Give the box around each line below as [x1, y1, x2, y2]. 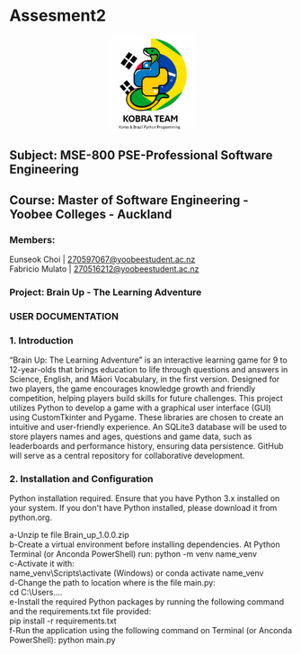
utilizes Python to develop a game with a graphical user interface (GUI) [9, 402, 271, 414]
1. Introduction [9, 334, 74, 346]
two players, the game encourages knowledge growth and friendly [9, 383, 256, 394]
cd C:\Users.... [9, 587, 63, 598]
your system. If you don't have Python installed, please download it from [9, 503, 278, 514]
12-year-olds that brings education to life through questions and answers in [9, 364, 288, 375]
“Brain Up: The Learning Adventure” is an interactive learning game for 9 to [9, 354, 288, 365]
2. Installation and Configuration [9, 473, 154, 486]
